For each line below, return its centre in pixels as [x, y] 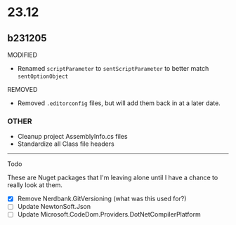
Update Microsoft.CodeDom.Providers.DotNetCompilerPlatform [109, 214]
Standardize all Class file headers [66, 144]
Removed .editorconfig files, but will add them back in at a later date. [119, 103]
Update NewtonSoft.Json [54, 207]
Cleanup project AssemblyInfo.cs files [72, 137]
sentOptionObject [43, 76]
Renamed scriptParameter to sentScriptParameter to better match [113, 68]
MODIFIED [22, 55]
